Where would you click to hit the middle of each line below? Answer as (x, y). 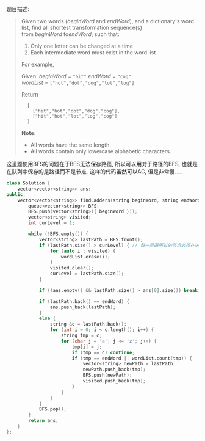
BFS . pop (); (53, 409)
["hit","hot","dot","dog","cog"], (76, 111)
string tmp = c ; (81, 335)
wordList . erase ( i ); (86, 257)
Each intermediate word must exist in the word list (93, 53)
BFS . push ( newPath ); (107, 375)
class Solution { (28, 183)
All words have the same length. (71, 145)
